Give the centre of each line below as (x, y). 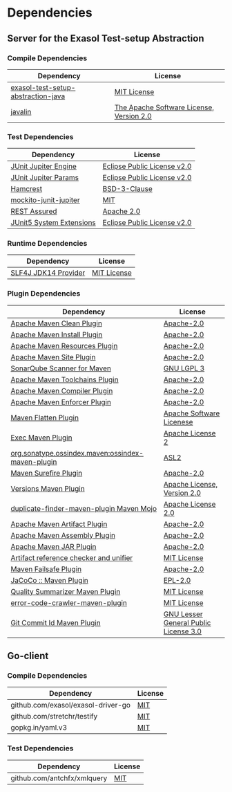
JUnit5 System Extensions (54, 223)
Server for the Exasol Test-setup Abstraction (106, 38)
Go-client (28, 656)
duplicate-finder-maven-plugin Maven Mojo (84, 508)
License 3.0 (183, 631)
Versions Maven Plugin (48, 488)
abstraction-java (38, 96)
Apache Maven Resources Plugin (64, 345)
